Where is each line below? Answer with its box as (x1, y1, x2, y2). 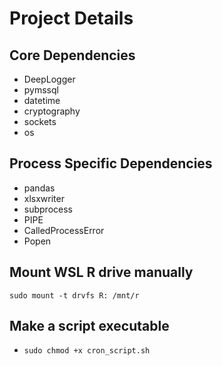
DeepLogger (23, 73, 76, 85)
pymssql (23, 84, 59, 96)
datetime (23, 95, 61, 106)
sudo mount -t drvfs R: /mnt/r (9, 290, 140, 301)
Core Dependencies (9, 47, 136, 64)
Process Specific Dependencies (9, 155, 213, 172)
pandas (23, 182, 56, 194)
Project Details (9, 7, 134, 30)
